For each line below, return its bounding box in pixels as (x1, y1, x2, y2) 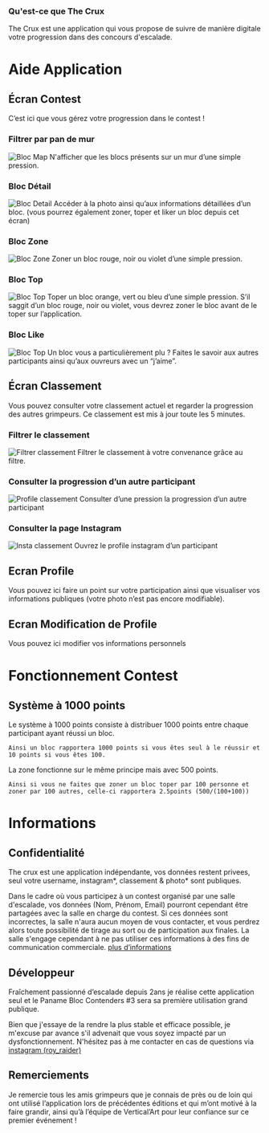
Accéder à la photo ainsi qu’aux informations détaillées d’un (53, 198, 251, 208)
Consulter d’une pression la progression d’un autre (79, 494, 247, 504)
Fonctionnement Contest (8, 667, 178, 685)
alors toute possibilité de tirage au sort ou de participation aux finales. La (8, 925, 250, 936)
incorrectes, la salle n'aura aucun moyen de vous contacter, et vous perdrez (8, 917, 260, 927)
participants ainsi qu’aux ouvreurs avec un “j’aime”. (8, 355, 177, 366)
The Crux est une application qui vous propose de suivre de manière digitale (8, 24, 261, 34)
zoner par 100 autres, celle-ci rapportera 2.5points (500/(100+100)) (8, 788, 250, 796)
